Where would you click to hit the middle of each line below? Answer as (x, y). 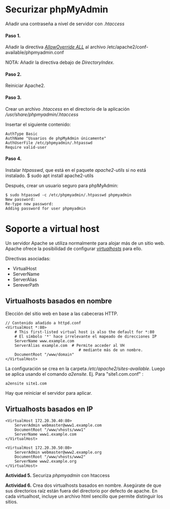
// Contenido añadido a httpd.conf (43, 323)
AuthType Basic (22, 134)
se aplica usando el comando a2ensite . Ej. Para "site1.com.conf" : (75, 374)
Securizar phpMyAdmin (57, 10)
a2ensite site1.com (26, 383)
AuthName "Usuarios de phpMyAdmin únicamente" (56, 138)
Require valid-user (26, 147)
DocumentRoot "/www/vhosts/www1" (50, 430)
